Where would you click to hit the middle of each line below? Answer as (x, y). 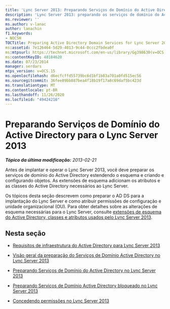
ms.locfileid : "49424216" (32, 99)
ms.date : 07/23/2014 (27, 62)
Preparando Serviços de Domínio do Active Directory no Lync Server (84, 271)
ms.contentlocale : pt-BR (31, 90)
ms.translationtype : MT (30, 85)
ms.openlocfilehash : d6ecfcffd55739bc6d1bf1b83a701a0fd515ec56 (73, 76)
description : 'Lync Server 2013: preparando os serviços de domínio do (82, 15)
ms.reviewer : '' (22, 19)
